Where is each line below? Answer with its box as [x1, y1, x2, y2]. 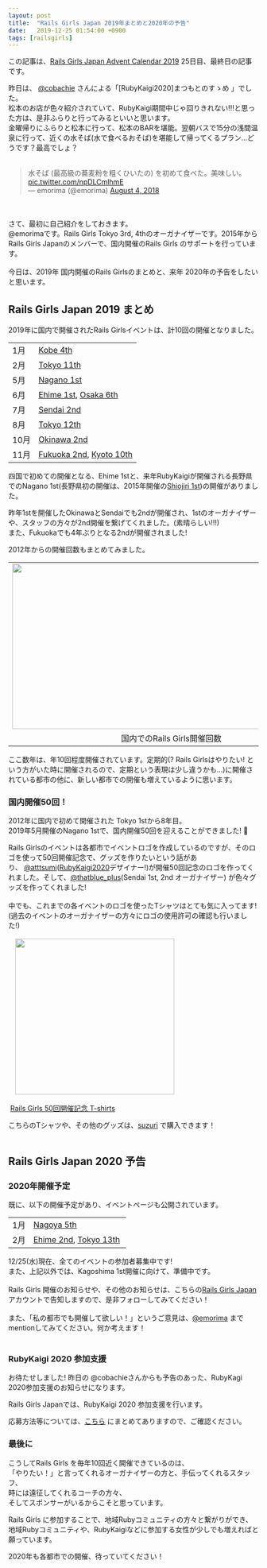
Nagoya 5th [33, 1219, 77, 1230]
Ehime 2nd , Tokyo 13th [33, 1234, 121, 1245]
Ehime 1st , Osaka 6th [38, 389, 118, 401]
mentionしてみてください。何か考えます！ [8, 1323, 146, 1333]
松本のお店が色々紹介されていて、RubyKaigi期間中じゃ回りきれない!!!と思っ [8, 103, 256, 113]
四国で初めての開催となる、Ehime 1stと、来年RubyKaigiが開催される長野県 [8, 471, 253, 481]
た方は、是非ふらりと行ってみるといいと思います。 [8, 113, 175, 123]
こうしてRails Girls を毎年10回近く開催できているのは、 [8, 1458, 189, 1467]
